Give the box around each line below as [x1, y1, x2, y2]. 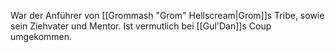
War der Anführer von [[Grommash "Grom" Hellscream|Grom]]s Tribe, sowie [10, 10, 325, 21]
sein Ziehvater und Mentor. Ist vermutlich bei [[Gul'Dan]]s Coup [10, 20, 272, 32]
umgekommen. [10, 31, 73, 42]
